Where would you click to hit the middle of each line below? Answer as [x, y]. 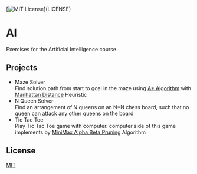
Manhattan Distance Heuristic [51, 94]
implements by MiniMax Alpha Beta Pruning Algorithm [80, 132]
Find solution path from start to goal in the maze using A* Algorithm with [103, 88]
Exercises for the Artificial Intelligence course [61, 49]
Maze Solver [30, 82]
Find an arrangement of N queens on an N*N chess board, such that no [102, 107]
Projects [22, 68]
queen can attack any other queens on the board [74, 113]
